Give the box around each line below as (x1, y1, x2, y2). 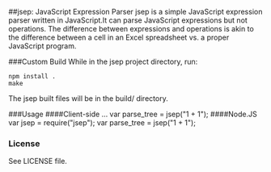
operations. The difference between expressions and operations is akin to (8, 24, 255, 33)
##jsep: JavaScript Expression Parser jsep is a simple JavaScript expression (8, 7, 263, 16)
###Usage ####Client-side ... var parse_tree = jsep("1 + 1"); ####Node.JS (8, 109, 257, 119)
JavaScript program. (8, 41, 77, 51)
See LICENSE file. (8, 157, 67, 166)
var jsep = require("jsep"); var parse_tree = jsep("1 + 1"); (8, 118, 197, 128)
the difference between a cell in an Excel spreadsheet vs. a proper (8, 32, 230, 42)
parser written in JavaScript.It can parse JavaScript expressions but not (8, 15, 248, 25)
